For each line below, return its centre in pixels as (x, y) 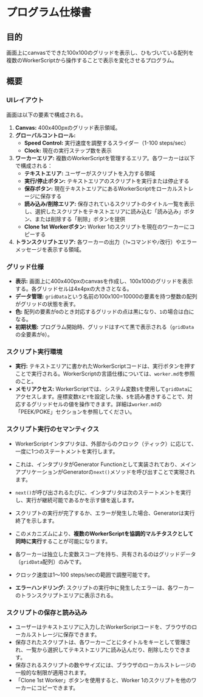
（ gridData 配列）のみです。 (50, 562)
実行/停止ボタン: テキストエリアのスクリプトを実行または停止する (107, 181)
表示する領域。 (66, 249)
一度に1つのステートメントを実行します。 (67, 451)
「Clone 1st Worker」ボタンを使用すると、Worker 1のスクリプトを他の (103, 680)
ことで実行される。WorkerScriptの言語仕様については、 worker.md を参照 (105, 374)
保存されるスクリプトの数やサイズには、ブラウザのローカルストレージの (105, 665)
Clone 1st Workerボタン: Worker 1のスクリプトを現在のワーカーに (107, 227)
